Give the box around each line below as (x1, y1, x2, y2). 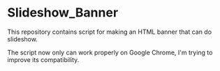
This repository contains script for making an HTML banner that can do (7, 28, 212, 36)
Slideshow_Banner (7, 5, 119, 21)
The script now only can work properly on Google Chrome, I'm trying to (7, 48, 213, 57)
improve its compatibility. (7, 55, 80, 63)
